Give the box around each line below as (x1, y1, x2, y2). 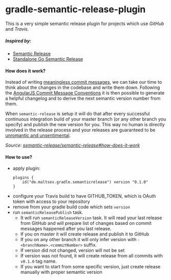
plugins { (12, 175, 34, 180)
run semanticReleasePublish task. (12, 209, 83, 216)
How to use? (5, 154, 32, 160)
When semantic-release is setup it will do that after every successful (5, 111, 150, 117)
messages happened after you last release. (20, 226, 112, 232)
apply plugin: (12, 165, 40, 172)
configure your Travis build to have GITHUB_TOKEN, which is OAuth (12, 193, 156, 199)
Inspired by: (5, 37, 32, 44)
